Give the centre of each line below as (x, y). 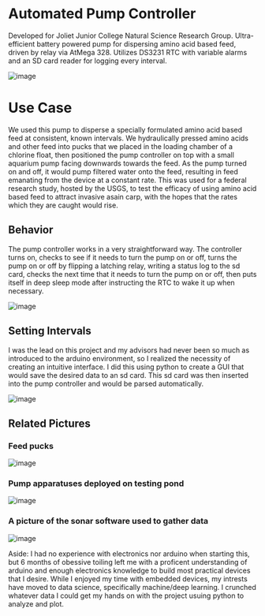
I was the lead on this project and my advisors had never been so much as (129, 350)
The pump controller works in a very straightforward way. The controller (125, 248)
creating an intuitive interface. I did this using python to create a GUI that (126, 367)
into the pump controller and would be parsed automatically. (106, 383)
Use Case (40, 108)
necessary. (26, 291)
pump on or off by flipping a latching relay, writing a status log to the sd (124, 266)
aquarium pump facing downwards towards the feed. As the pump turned (127, 163)
